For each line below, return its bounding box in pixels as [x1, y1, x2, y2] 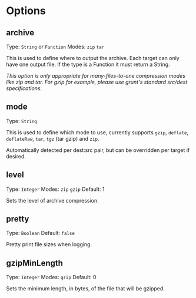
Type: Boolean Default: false [6, 230, 75, 237]
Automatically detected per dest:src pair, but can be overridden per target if [6, 146, 190, 154]
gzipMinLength [6, 258, 64, 268]
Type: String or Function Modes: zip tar [6, 43, 105, 50]
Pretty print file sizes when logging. [6, 241, 92, 248]
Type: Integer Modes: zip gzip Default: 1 [6, 186, 105, 193]
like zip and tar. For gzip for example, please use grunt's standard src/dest [6, 78, 188, 85]
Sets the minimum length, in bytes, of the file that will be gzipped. [6, 285, 165, 292]
